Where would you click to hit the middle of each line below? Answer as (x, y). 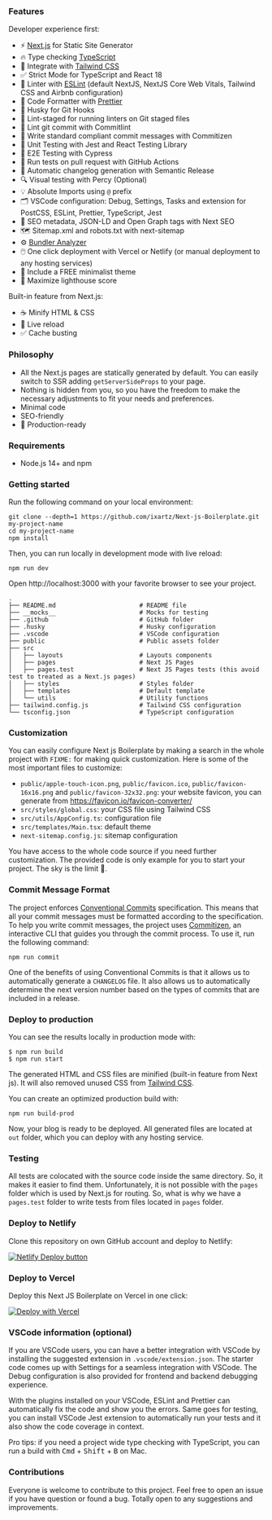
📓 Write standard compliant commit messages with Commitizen (126, 136)
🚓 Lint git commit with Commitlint (76, 127)
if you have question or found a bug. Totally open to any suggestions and (131, 1498)
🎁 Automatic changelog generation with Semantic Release (117, 171)
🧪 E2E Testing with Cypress (66, 153)
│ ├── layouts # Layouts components (110, 656)
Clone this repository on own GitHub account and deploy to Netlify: (121, 1241)
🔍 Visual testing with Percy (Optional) (84, 180)
